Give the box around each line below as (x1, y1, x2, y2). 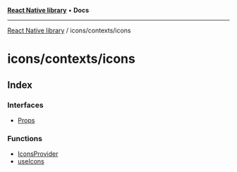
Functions (7, 133, 42, 143)
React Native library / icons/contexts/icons (7, 26, 132, 35)
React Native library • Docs (7, 6, 90, 14)
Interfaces (7, 100, 44, 110)
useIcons (17, 157, 44, 166)
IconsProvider (17, 149, 59, 158)
